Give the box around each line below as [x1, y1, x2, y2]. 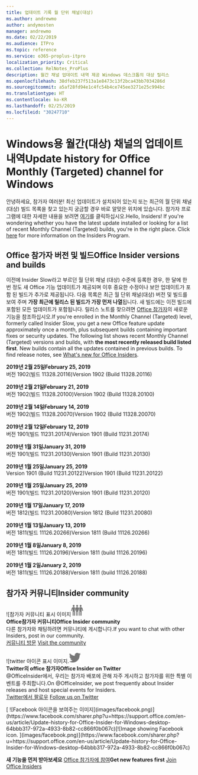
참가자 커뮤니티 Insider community [6, 588, 129, 598]
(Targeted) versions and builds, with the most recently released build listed [6, 338, 191, 346]
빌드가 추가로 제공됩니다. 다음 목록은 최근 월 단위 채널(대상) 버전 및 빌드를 [18, 291, 188, 298]
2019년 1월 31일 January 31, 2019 [6, 443, 86, 450]
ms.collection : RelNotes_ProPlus [6, 66, 89, 71]
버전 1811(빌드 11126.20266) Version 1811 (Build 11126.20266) [6, 529, 150, 536]
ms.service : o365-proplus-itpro [6, 53, 86, 59]
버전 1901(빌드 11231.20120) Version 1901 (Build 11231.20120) [6, 489, 151, 496]
